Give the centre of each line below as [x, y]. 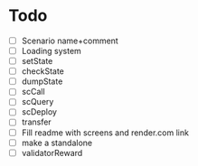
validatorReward [52, 152]
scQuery [38, 102]
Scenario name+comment [70, 41]
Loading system [52, 51]
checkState [42, 71]
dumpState [42, 81]
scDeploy [39, 112]
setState [37, 61]
